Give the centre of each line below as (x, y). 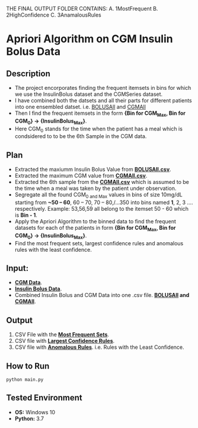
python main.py (25, 380)
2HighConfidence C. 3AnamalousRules (54, 15)
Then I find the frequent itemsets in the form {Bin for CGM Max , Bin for (100, 114)
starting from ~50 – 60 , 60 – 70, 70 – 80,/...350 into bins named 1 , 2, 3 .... (104, 202)
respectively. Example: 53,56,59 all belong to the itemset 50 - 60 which (101, 209)
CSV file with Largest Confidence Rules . (65, 341)
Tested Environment (44, 398)
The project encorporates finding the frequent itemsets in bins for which (103, 88)
